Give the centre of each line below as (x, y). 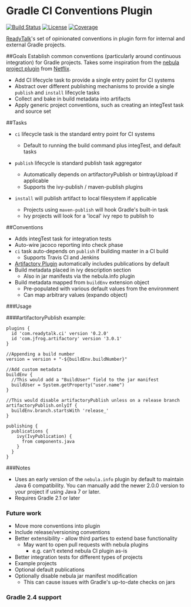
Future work (24, 513)
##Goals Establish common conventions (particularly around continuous (93, 56)
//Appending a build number (41, 354)
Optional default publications (50, 570)
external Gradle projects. (36, 45)
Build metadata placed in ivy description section (73, 270)
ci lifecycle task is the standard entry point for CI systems (85, 134)
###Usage (19, 306)
